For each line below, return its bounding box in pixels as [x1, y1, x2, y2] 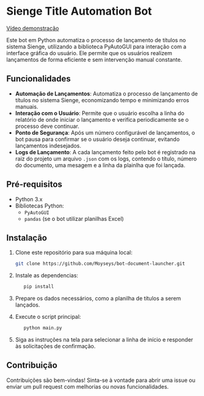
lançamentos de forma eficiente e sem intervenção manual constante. [6, 56, 183, 63]
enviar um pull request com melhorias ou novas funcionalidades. [6, 383, 169, 390]
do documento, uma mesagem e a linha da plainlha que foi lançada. [15, 161, 186, 169]
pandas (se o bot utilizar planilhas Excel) [24, 215, 124, 222]
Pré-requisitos [6, 179, 63, 190]
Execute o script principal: [15, 313, 81, 321]
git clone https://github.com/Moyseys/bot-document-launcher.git [15, 261, 185, 267]
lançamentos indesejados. [15, 142, 81, 149]
